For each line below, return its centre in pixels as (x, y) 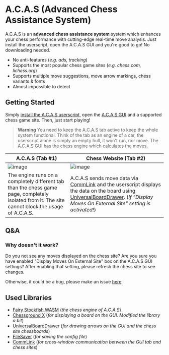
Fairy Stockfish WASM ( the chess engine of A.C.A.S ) (67, 310)
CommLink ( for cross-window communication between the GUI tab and (87, 342)
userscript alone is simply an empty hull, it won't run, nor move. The (88, 140)
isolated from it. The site (36, 200)
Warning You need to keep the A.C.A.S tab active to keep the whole (88, 130)
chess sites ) (25, 347)
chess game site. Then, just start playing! (48, 120)
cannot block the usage (36, 206)
